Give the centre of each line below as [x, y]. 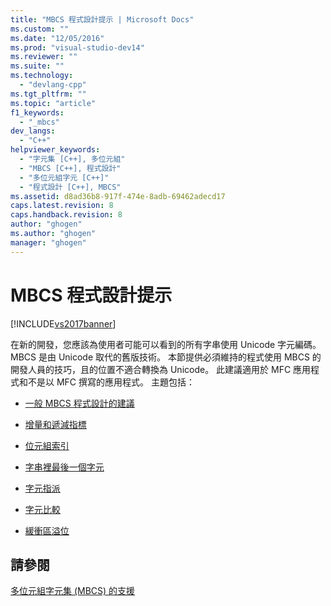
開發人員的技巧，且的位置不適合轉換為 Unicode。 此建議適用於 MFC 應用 [161, 369]
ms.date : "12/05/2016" [57, 38]
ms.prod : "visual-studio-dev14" [77, 47]
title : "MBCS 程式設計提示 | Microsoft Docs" [102, 19]
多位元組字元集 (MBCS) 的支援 [73, 591]
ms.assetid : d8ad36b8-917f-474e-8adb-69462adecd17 [118, 196]
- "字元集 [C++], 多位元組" [72, 159]
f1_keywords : [37, 112]
